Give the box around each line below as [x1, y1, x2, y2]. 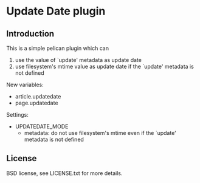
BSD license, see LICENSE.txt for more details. [6, 169, 123, 177]
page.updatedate [15, 99, 59, 106]
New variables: [6, 81, 44, 88]
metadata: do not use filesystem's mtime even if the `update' [24, 129, 176, 136]
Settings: [6, 111, 29, 118]
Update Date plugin [6, 4, 106, 18]
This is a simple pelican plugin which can [6, 44, 109, 52]
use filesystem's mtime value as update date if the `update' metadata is [15, 63, 195, 70]
